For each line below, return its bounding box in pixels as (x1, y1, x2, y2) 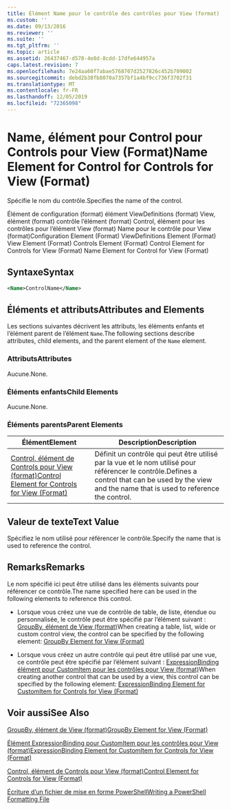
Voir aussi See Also (7, 707, 89, 719)
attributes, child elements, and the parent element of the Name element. (7, 337, 207, 345)
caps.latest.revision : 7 (7, 61, 78, 68)
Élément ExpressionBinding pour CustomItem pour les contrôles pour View (7, 739, 219, 747)
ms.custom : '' (7, 17, 48, 23)
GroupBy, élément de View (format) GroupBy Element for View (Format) (7, 725, 208, 733)
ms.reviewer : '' (7, 29, 54, 37)
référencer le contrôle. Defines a (94, 466, 197, 476)
